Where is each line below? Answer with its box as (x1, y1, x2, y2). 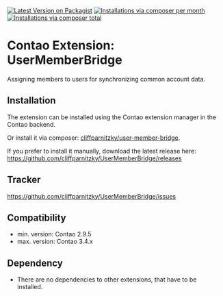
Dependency (7, 257, 63, 269)
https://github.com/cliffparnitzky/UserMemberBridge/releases (7, 154, 183, 162)
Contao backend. (7, 120, 56, 128)
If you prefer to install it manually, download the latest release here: (7, 147, 196, 155)
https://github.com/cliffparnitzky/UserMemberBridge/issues (7, 192, 176, 200)
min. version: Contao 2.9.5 (16, 230, 92, 238)
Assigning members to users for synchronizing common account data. (7, 75, 206, 83)
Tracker (7, 174, 41, 186)
